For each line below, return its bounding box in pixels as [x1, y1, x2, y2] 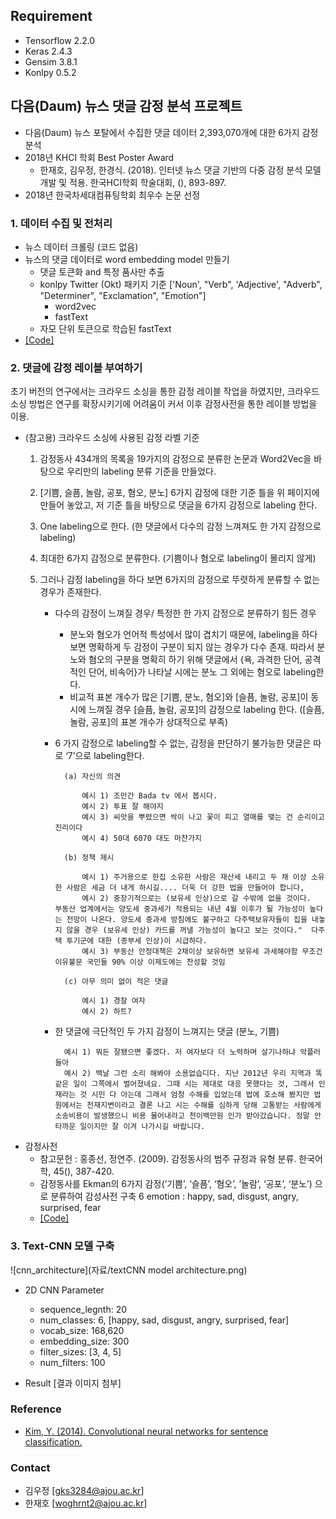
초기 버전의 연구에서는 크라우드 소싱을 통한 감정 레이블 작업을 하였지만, [10, 385, 285, 398]
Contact [10, 1460, 51, 1474]
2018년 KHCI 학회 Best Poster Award [24, 151, 175, 163]
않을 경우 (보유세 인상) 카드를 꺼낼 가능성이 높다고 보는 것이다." [66, 925, 303, 936]
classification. [24, 1435, 83, 1448]
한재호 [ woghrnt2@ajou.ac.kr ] [24, 1497, 148, 1509]
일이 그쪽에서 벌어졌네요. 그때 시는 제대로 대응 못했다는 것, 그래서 [73, 1079, 315, 1089]
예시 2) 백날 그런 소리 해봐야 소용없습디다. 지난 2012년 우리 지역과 [63, 1069, 312, 1079]
